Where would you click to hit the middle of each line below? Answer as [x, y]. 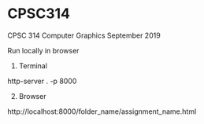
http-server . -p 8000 [42, 81]
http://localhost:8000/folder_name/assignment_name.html [102, 111]
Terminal [33, 66]
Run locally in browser [43, 50]
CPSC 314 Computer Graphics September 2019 [84, 35]
